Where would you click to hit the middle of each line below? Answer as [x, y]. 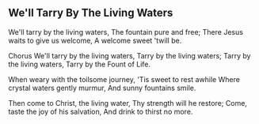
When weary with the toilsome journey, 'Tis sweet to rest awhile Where [124, 79]
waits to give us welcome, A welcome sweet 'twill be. [95, 40]
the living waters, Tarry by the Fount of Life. [80, 64]
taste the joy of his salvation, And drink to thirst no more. [101, 111]
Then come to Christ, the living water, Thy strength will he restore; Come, [128, 103]
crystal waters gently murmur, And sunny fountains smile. [102, 88]
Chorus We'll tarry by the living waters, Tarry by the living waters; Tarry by [129, 55]
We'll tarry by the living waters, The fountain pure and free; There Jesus [126, 32]
